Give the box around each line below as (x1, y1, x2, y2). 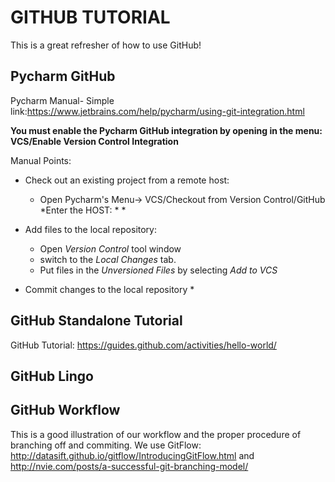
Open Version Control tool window (39, 242, 182, 255)
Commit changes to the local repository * (24, 283, 195, 295)
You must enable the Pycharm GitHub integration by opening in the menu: (10, 124, 323, 136)
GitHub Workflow (10, 402, 121, 419)
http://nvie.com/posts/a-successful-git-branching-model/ (10, 460, 249, 472)
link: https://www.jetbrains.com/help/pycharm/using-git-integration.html (10, 105, 305, 117)
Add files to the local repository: (24, 223, 158, 235)
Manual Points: (10, 154, 72, 166)
